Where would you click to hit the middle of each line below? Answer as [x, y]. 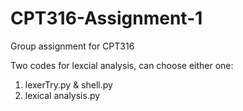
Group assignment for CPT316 [72, 46]
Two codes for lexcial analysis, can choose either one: [122, 65]
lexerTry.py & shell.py [68, 84]
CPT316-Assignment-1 [106, 18]
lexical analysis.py [62, 95]
